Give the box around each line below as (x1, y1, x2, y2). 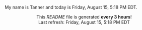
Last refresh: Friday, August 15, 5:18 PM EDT (38, 19, 130, 25)
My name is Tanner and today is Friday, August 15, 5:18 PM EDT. (5, 4, 138, 10)
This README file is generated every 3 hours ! (36, 14, 132, 19)
